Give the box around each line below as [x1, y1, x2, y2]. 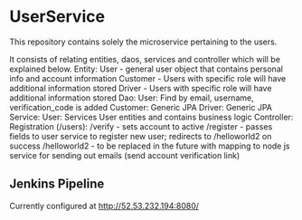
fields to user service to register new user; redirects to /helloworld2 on [9, 130, 272, 141]
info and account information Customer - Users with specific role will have [9, 72, 287, 83]
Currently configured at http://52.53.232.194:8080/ [9, 200, 200, 211]
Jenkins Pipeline [9, 177, 105, 192]
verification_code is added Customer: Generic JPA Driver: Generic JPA [9, 101, 273, 112]
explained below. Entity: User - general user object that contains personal [9, 63, 283, 74]
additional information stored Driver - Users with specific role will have [9, 82, 272, 93]
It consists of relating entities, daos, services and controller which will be [9, 53, 280, 64]
